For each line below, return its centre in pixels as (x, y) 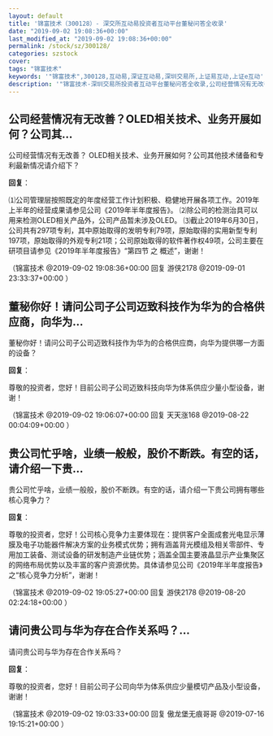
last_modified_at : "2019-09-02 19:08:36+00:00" (91, 39)
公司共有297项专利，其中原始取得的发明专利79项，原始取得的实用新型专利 (133, 231)
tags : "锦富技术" (35, 69)
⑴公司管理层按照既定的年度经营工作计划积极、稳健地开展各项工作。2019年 (134, 200)
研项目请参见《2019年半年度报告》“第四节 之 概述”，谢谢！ (107, 251)
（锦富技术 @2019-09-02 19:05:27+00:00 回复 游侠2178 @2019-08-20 (127, 592)
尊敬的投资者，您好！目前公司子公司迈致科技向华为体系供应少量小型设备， (133, 388)
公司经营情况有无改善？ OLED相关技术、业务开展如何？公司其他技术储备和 (133, 155)
